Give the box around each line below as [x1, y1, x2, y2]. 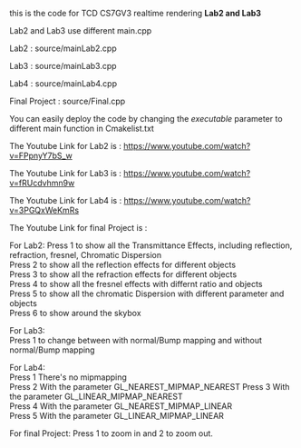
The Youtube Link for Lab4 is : [9, 195, 122, 205]
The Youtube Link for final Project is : [9, 223, 148, 233]
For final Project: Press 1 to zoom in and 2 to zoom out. [9, 428, 213, 439]
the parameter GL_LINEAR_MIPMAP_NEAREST [9, 391, 183, 402]
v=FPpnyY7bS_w [9, 150, 73, 161]
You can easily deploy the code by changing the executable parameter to [9, 114, 283, 124]
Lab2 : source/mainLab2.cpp [9, 43, 117, 54]
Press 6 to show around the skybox [9, 308, 142, 318]
